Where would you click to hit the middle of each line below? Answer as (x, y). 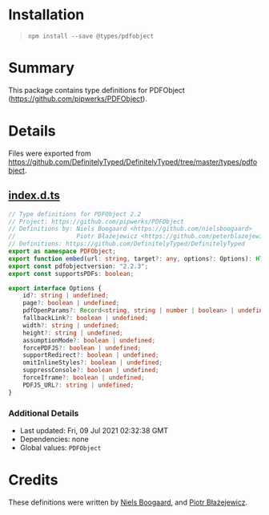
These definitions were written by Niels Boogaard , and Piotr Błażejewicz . (128, 502)
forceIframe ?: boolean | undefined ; (84, 378)
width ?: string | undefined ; (71, 325)
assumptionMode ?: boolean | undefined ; (89, 340)
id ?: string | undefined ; (66, 296)
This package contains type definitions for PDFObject (97, 90)
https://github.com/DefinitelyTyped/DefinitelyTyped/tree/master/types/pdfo (133, 161)
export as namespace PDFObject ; (62, 251)
